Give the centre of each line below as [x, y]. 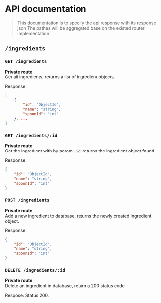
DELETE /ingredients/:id [35, 270]
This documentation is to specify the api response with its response [87, 23]
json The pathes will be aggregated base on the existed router [81, 28]
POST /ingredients [27, 200]
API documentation [46, 9]
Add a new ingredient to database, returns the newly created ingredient [78, 216]
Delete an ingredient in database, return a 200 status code [65, 286]
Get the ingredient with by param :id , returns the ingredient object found [80, 151]
